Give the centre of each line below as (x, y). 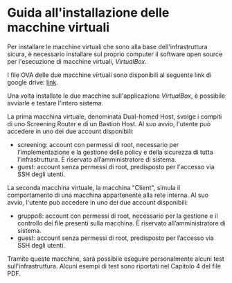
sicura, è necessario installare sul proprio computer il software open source (115, 54)
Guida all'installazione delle (88, 13)
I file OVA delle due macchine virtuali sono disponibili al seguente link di (109, 75)
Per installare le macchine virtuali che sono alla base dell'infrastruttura (107, 46)
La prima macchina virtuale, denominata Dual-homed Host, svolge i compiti (115, 117)
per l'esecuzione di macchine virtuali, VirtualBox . (77, 61)
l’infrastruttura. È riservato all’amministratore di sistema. (97, 159)
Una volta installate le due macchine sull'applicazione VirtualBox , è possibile (116, 96)
